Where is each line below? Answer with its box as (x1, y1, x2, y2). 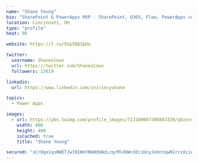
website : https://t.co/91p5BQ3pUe (6, 41, 91, 47)
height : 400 (16, 127, 46, 133)
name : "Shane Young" (6, 8, 57, 15)
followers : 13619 (11, 68, 54, 74)
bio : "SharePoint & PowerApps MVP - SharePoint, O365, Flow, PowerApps (6, 14, 186, 20)
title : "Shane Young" (16, 139, 70, 145)
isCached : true (16, 133, 54, 139)
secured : (6, 149, 28, 155)
